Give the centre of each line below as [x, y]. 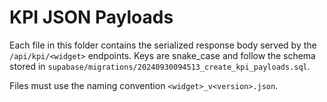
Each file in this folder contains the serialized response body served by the [163, 45]
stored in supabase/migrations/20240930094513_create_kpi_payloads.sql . [160, 66]
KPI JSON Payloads [91, 17]
